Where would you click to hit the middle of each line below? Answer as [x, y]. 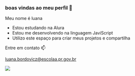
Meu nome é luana [24, 19]
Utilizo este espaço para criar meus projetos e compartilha [71, 38]
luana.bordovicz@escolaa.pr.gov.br [41, 59]
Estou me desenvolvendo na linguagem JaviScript [63, 33]
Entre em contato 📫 [25, 48]
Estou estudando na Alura [38, 28]
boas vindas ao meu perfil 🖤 [39, 8]
